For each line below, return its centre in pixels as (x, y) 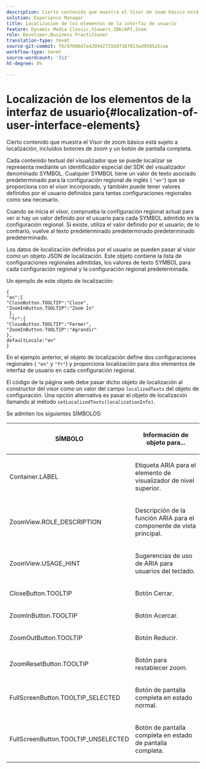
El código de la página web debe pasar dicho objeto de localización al (94, 382)
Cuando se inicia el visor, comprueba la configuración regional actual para (100, 212)
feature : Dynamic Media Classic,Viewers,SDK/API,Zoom (77, 29)
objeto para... (166, 442)
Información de (166, 435)
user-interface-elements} (74, 125)
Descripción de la (160, 511)
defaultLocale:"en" (31, 341)
